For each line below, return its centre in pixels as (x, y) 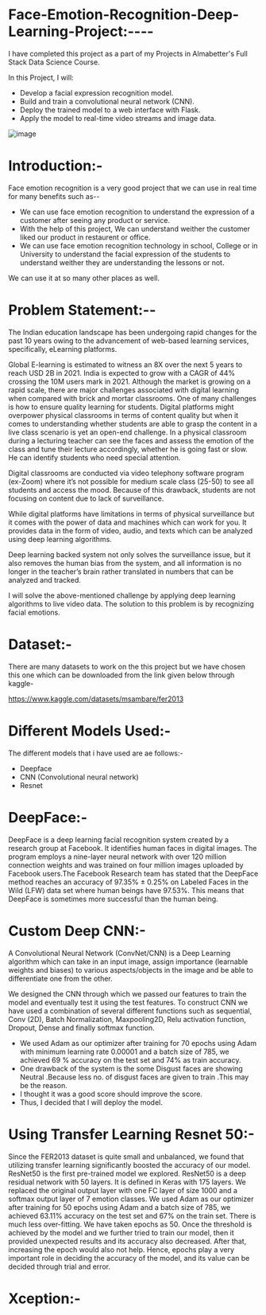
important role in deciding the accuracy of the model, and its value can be (129, 1258)
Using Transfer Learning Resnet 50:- (131, 1134)
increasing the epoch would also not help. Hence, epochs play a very (121, 1249)
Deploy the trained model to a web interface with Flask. (110, 110)
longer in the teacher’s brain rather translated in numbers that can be (121, 572)
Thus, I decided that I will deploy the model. (91, 1102)
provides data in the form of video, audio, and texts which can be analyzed (131, 530)
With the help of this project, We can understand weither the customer (135, 228)
